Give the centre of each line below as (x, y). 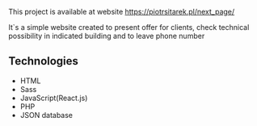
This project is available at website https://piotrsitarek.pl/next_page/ (122, 12)
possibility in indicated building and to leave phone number (107, 36)
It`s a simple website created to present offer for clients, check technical (129, 27)
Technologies (44, 61)
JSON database (46, 115)
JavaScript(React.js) (54, 98)
